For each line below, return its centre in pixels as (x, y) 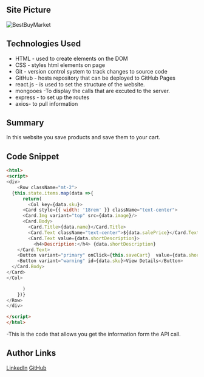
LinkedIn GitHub (26, 368)
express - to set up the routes (52, 97)
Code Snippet (33, 157)
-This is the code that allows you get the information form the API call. (93, 334)
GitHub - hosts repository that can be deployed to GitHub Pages (95, 78)
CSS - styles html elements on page (60, 65)
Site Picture (29, 10)
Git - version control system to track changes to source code (91, 71)
